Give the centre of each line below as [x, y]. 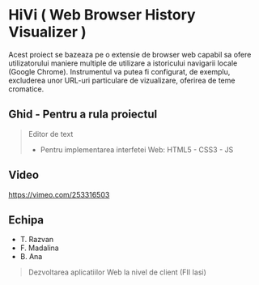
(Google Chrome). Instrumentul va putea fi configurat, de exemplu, [119, 71]
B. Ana [31, 257]
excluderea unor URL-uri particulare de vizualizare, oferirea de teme [122, 80]
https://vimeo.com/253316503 [59, 194]
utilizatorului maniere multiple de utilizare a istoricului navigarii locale [123, 63]
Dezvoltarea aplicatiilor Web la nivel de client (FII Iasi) [117, 272]
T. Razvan [37, 240]
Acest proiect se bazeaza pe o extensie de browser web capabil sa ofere [130, 54]
